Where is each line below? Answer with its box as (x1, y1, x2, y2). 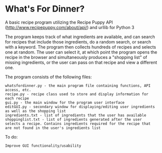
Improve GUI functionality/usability (5, 143, 81, 148)
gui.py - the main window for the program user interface (5, 100, 125, 105)
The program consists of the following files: (5, 74, 92, 80)
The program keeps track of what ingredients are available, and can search (5, 34, 155, 40)
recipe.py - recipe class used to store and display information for (5, 92, 149, 97)
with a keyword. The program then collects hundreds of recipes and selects (5, 44, 156, 50)
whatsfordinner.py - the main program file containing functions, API (5, 83, 151, 88)
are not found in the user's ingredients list (5, 125, 101, 130)
